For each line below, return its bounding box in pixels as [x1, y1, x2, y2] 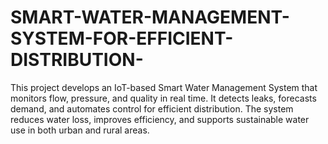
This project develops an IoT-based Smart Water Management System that [10, 81, 318, 93]
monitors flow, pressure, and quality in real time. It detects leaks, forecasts [10, 92, 317, 104]
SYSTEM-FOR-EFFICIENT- [10, 27, 234, 50]
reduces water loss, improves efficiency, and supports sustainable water [10, 113, 310, 125]
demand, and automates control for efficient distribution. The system [10, 102, 294, 115]
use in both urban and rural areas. [10, 124, 150, 136]
